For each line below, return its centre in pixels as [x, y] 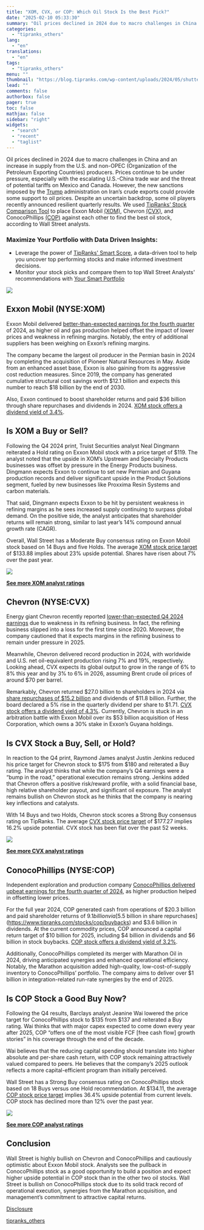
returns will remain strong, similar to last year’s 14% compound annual [94, 522]
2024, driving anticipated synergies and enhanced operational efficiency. [98, 960]
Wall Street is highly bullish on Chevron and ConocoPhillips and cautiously [99, 1158]
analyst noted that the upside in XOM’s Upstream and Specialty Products [97, 458]
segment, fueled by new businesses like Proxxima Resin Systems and [93, 485]
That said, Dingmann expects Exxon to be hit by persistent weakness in [95, 503]
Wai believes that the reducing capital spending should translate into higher [100, 1051]
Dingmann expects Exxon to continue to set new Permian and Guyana [93, 471]
